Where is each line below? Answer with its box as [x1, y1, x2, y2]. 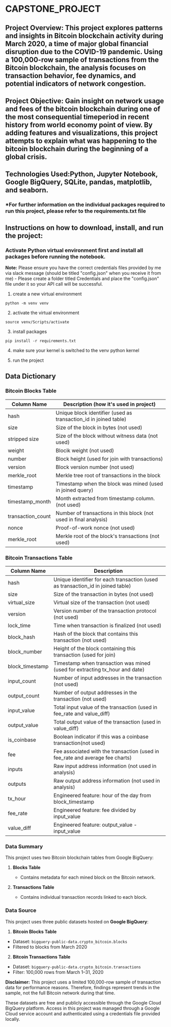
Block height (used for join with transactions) [55, 455, 163, 462]
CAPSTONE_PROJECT [5, 3, 101, 15]
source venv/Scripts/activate [5, 319, 70, 324]
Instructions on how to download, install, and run [5, 223, 164, 232]
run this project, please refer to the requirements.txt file [5, 207, 146, 215]
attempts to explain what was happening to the [5, 136, 157, 145]
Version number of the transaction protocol [53, 607, 157, 614]
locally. [5, 1016, 20, 1022]
